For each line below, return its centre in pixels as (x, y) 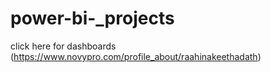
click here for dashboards (63, 46)
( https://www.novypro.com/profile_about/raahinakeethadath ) (136, 56)
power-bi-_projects (92, 18)
